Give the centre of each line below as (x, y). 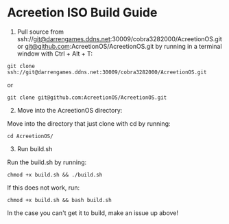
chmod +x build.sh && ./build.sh (55, 175)
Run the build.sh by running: (47, 162)
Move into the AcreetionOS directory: (70, 110)
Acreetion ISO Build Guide (82, 13)
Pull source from (40, 32)
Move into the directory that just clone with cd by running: (89, 123)
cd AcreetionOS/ (30, 136)
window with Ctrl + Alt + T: (55, 54)
